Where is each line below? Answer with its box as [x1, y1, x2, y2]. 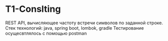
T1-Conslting [5, 3, 61, 15]
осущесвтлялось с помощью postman [5, 30, 87, 36]
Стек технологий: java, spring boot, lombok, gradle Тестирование [5, 25, 144, 31]
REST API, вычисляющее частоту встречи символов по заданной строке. [5, 20, 163, 26]
